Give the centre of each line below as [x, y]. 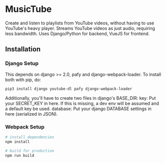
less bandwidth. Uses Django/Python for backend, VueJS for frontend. [78, 33]
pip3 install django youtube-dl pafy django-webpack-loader [69, 89]
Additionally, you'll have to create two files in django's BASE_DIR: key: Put [81, 98]
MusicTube [29, 9]
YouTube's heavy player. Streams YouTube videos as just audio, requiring [80, 28]
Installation [23, 49]
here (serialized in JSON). [32, 114]
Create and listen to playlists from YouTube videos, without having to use [80, 23]
